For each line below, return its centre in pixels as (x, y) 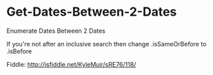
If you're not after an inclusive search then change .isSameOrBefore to (106, 44)
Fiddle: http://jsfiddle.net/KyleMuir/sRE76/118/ (71, 64)
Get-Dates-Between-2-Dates (92, 12)
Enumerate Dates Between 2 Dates (56, 31)
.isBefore (19, 51)
